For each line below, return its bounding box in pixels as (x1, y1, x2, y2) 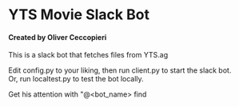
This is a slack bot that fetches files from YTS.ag (8, 50, 169, 60)
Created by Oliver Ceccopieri (8, 32, 107, 42)
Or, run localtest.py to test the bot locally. (8, 74, 144, 84)
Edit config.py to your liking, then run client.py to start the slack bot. (8, 65, 232, 75)
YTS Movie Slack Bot (8, 6, 150, 24)
